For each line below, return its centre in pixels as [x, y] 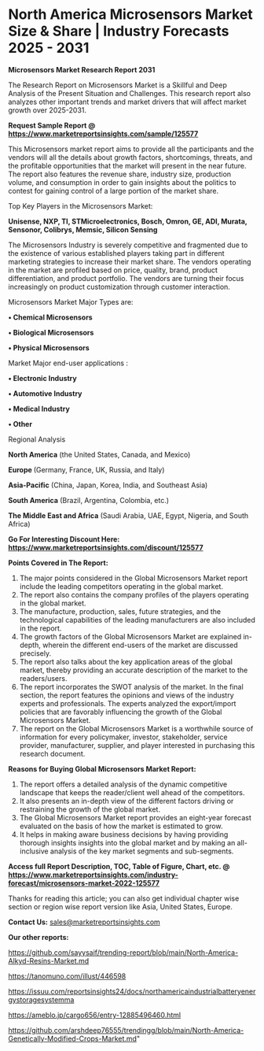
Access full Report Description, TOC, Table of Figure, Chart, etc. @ [119, 866]
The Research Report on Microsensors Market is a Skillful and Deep [118, 85]
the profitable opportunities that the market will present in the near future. [127, 165]
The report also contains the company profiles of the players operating [134, 594]
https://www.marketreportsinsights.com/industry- [93, 875]
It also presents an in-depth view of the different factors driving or [126, 801]
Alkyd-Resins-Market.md [49, 960]
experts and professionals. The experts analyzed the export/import [128, 703]
